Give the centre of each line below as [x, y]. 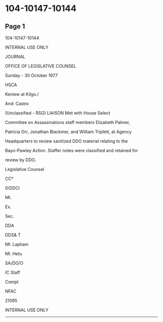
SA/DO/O [14, 263]
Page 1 [15, 26]
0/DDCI [13, 188]
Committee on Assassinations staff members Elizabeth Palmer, [68, 122]
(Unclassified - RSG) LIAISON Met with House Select [58, 113]
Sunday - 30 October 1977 [32, 75]
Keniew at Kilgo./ [22, 94]
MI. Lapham [17, 244]
